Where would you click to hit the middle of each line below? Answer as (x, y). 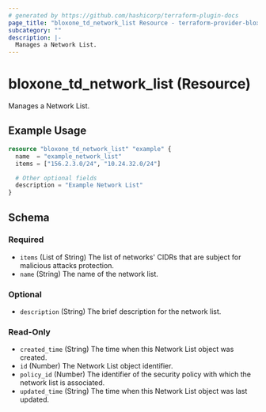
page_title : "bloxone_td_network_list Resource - (92, 23)
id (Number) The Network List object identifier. (96, 366)
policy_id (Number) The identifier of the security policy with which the (135, 374)
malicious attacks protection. (67, 265)
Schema (29, 217)
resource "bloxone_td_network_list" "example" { (90, 149)
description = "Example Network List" (80, 185)
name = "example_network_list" (69, 156)
